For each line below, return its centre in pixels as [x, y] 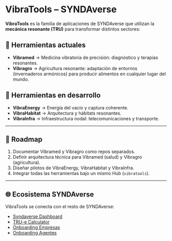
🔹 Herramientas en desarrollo [53, 95]
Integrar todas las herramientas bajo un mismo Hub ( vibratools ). [81, 173]
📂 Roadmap [24, 139]
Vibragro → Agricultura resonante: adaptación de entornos [75, 68]
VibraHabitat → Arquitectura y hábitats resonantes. [67, 113]
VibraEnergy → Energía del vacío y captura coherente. [71, 107]
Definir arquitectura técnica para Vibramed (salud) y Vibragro [77, 157]
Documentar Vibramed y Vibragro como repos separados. [74, 151]
